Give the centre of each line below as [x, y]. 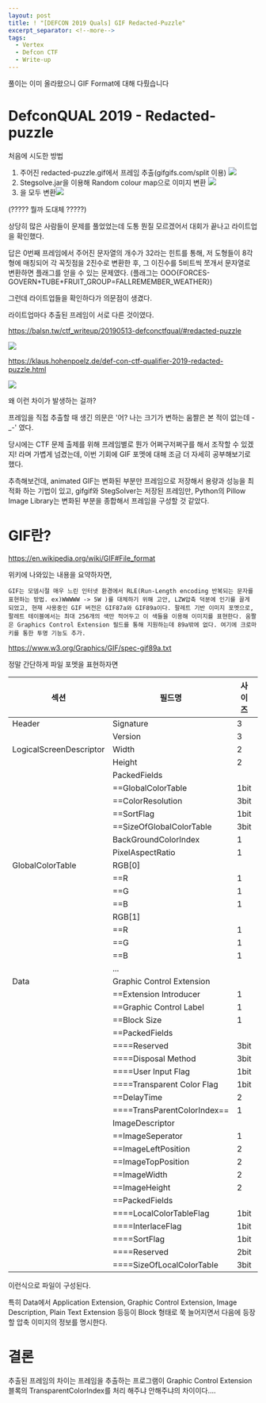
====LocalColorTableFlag [161, 1213]
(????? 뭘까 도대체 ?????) [47, 209]
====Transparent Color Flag [165, 1084]
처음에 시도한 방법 [36, 155]
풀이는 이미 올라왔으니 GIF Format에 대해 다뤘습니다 [89, 83]
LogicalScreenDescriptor [59, 749]
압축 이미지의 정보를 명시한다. [62, 1322]
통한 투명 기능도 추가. [54, 633]
